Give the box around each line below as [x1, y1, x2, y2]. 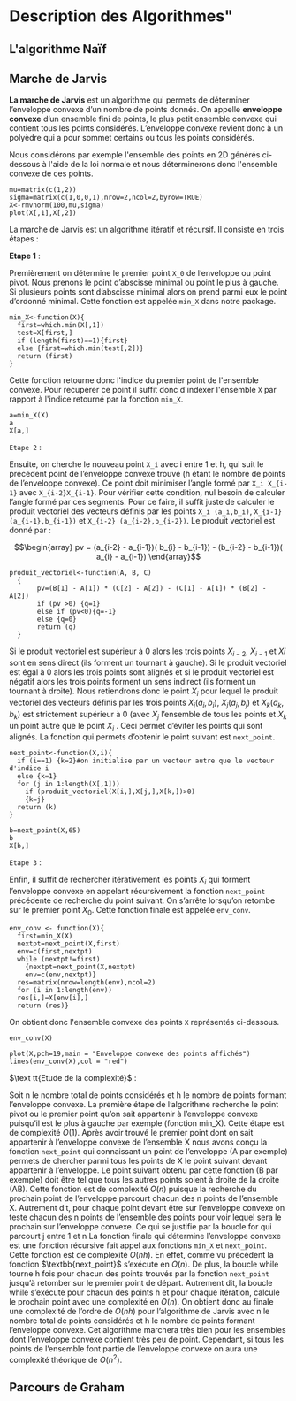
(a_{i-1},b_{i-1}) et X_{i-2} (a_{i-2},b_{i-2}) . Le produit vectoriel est [9, 516, 276, 526]
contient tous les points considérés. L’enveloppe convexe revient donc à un [9, 123, 284, 134]
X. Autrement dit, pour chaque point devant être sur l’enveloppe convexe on [9, 1202, 285, 1213]
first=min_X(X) [17, 931, 73, 940]
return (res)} [17, 1001, 69, 1010]
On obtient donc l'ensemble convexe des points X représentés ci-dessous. [9, 1016, 280, 1027]
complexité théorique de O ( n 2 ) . [9, 1352, 123, 1365]
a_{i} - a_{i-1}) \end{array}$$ [95, 551, 201, 563]
